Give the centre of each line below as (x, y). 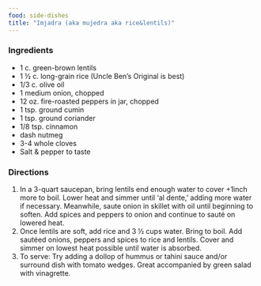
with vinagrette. (45, 273)
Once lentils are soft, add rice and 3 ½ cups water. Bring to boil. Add (131, 231)
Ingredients (31, 51)
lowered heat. (42, 223)
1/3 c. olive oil (42, 85)
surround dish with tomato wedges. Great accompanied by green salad (135, 265)
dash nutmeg (41, 134)
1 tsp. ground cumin (52, 109)
